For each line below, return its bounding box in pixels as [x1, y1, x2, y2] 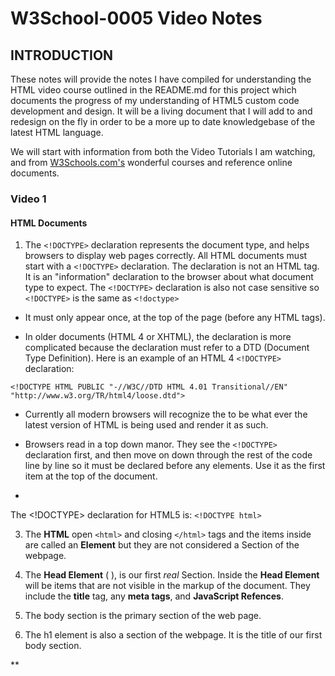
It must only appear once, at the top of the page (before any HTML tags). [24, 312, 326, 324]
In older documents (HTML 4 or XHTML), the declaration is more [24, 331, 292, 343]
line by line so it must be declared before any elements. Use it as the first [24, 460, 326, 472]
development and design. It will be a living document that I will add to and [10, 105, 313, 117]
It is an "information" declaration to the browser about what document [24, 271, 314, 283]
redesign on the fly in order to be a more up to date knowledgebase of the [10, 116, 316, 127]
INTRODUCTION [10, 47, 114, 64]
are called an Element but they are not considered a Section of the [24, 539, 300, 551]
